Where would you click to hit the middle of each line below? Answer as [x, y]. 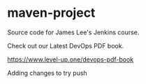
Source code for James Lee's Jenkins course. [73, 32]
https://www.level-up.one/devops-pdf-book [71, 59]
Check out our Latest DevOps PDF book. [66, 45]
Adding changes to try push [47, 73]
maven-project [51, 13]
